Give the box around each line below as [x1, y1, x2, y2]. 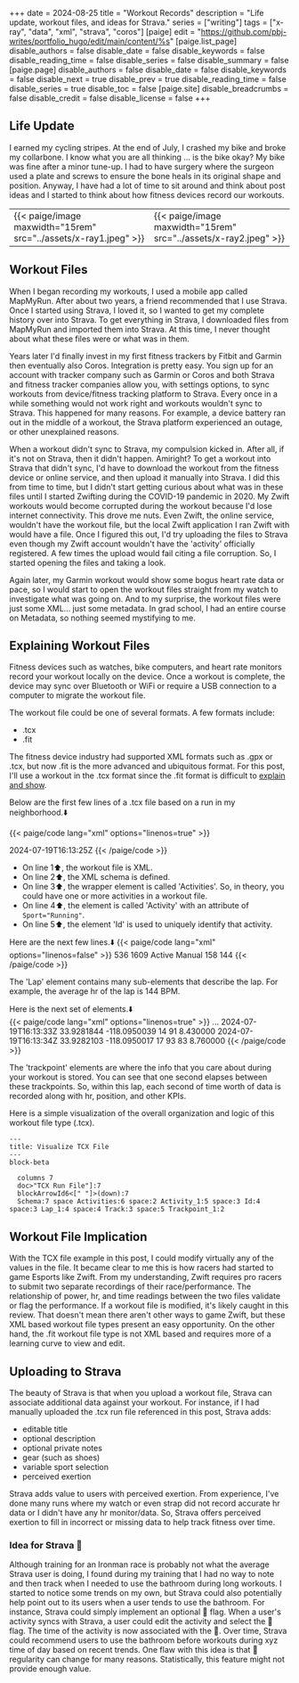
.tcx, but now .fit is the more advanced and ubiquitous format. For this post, [9, 761, 286, 772]
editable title [21, 1424, 69, 1434]
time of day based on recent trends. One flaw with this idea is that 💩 [9, 1645, 258, 1655]
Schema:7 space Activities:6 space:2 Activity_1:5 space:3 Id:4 [17, 1197, 261, 1206]
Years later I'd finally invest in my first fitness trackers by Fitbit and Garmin [9, 350, 282, 361]
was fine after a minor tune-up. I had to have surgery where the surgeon [9, 160, 274, 172]
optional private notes [21, 1443, 102, 1454]
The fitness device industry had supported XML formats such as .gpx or [9, 751, 273, 762]
